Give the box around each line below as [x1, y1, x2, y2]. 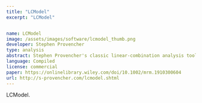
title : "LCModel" [6, 8, 50, 15]
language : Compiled [6, 58, 55, 64]
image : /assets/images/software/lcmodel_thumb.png [6, 36, 136, 42]
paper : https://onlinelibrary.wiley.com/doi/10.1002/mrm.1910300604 [6, 69, 182, 75]
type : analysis [6, 47, 44, 53]
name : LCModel [6, 31, 42, 37]
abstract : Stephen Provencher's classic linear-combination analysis [6, 53, 185, 59]
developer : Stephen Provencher [6, 41, 85, 48]
